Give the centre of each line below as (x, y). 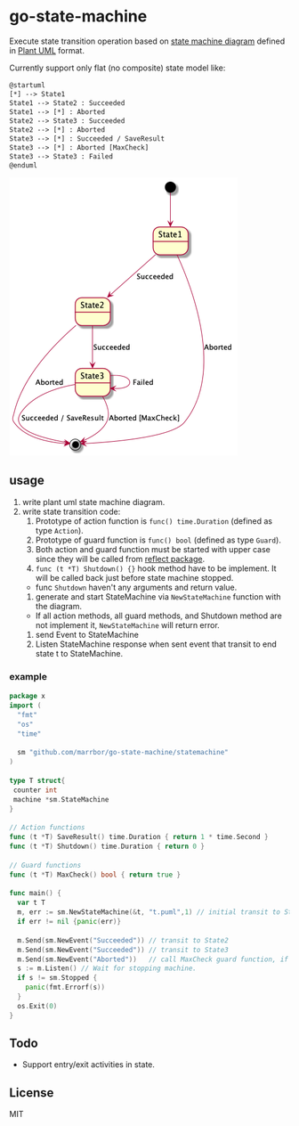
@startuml (28, 85)
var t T (32, 903)
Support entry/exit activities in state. (89, 1065)
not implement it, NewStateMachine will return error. (127, 624)
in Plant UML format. (47, 50)
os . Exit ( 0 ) (37, 1006)
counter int (35, 790)
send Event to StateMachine (87, 634)
